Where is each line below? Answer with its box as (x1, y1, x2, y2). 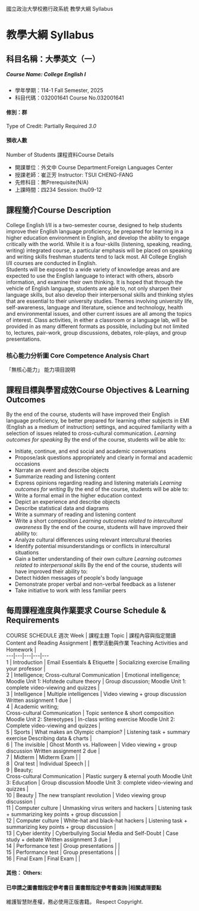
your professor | (6, 665, 46, 672)
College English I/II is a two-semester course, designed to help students (6, 221, 182, 228)
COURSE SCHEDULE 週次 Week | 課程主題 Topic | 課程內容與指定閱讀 (6, 632, 176, 639)
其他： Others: (6, 869, 43, 876)
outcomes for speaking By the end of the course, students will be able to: (6, 436, 186, 443)
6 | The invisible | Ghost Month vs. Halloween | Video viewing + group (6, 741, 177, 748)
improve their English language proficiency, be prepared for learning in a (6, 228, 184, 235)
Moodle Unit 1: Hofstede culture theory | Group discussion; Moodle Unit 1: (6, 677, 187, 685)
